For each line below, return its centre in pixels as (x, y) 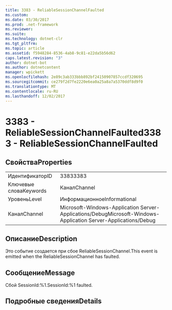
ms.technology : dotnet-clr (34, 39)
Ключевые (21, 185)
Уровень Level (25, 199)
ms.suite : (16, 34)
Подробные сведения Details (53, 301)
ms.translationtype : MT (31, 86)
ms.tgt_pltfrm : (21, 44)
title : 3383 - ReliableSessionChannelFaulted (55, 10)
